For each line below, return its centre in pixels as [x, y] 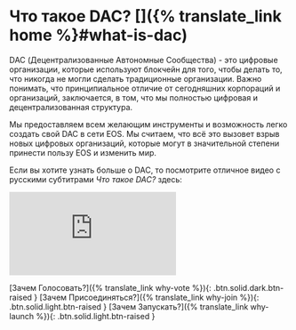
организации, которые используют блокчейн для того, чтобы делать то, [146, 69]
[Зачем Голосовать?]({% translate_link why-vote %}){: [110, 287]
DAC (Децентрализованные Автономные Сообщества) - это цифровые [144, 60]
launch [22, 316]
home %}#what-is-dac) [99, 35]
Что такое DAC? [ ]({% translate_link [145, 16]
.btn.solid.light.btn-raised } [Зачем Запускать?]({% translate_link [129, 306]
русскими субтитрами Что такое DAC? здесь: [96, 179]
